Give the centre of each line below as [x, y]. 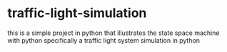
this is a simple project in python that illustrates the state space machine [113, 33]
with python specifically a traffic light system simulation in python [104, 40]
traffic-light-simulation [77, 13]
